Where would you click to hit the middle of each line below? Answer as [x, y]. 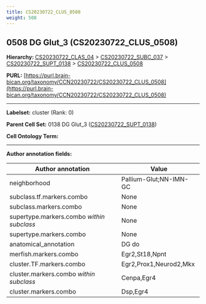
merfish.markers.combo [44, 254]
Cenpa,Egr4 [139, 278]
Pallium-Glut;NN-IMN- [155, 179]
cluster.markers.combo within [52, 274]
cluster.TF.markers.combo [48, 264]
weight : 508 [21, 18]
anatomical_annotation [42, 244]
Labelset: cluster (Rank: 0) [40, 113]
